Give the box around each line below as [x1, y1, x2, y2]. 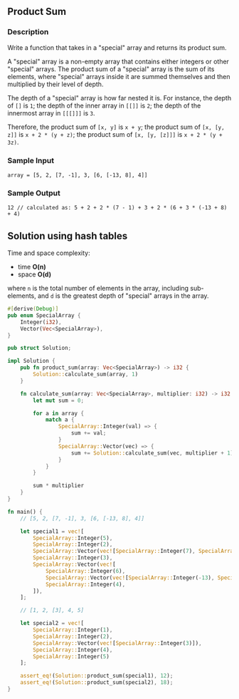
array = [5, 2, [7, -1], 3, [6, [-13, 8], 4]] [7, 171, 148, 179]
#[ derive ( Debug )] [7, 306, 59, 313]
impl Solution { [7, 358, 55, 365]
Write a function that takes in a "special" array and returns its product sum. [7, 43, 227, 52]
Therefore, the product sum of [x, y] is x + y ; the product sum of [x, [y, [7, 123, 225, 131]
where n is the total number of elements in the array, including [7, 284, 189, 293]
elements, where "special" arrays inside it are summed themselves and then [7, 72, 230, 81]
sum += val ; [70, 430, 107, 437]
